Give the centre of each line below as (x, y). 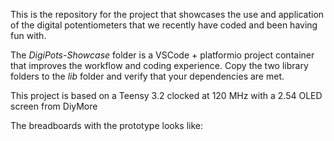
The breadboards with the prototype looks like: (107, 125)
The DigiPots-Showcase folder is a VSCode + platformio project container (162, 55)
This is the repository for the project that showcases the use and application (167, 14)
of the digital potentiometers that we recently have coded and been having (164, 25)
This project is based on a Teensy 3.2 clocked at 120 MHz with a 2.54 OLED (166, 95)
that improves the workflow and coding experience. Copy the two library (159, 65)
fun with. (28, 35)
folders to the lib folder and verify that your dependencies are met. (147, 76)
